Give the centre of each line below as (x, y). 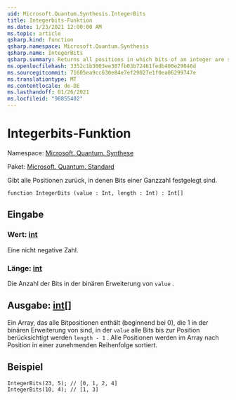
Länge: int (25, 268)
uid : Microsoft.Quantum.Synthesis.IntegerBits (77, 14)
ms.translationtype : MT (42, 79)
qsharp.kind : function (40, 40)
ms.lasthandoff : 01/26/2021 (48, 92)
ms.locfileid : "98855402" (45, 99)
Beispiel (25, 367)
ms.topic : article (34, 33)
